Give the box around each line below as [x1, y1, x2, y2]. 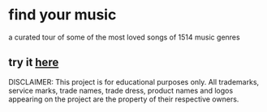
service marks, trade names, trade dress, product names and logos [8, 85, 234, 95]
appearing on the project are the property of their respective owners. [8, 94, 239, 104]
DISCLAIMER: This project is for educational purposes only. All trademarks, [8, 77, 260, 86]
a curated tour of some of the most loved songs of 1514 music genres [8, 32, 241, 42]
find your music [8, 6, 117, 24]
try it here [8, 56, 59, 69]
